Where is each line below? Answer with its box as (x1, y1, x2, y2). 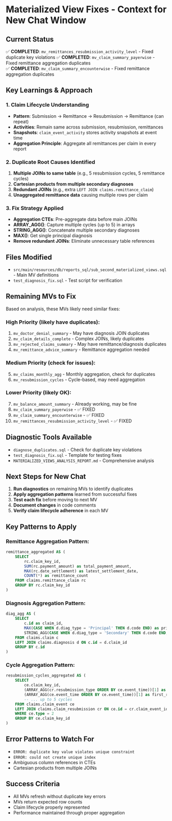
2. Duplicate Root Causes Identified (6, 158, 95, 165)
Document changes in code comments (13, 502, 96, 508)
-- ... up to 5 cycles (24, 697, 72, 702)
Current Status (6, 35, 54, 44)
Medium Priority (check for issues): (6, 360, 96, 367)
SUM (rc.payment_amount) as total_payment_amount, (24, 563, 132, 569)
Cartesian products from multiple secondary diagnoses (13, 181, 134, 187)
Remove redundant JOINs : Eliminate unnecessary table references (13, 238, 155, 244)
